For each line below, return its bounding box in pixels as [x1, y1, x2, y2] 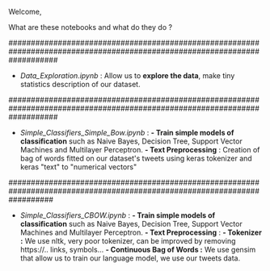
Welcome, [8, 7, 42, 16]
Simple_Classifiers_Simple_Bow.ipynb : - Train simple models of [19, 128, 234, 137]
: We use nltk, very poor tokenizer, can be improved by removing [19, 236, 236, 245]
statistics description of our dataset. [19, 80, 141, 89]
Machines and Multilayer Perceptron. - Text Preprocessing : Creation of [19, 145, 260, 154]
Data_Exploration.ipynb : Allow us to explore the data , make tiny [19, 71, 235, 80]
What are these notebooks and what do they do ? [8, 23, 172, 31]
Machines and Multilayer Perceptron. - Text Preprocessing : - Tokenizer [19, 227, 263, 237]
